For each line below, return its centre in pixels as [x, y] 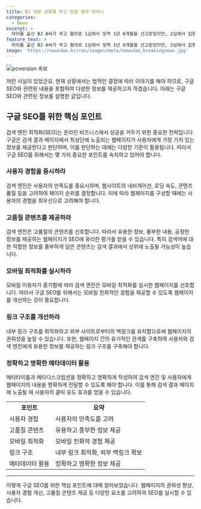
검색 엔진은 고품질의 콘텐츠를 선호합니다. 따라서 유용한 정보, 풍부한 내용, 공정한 [98, 232]
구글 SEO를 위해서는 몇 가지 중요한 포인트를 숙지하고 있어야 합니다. [84, 154]
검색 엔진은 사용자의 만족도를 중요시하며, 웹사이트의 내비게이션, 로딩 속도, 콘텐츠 [100, 185]
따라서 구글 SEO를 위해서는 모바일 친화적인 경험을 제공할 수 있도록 [96, 293]
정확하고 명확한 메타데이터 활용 [48, 363]
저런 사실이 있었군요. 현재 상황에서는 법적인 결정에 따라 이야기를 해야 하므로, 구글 [100, 81]
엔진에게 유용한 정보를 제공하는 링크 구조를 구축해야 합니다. [81, 346]
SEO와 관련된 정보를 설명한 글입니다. [49, 96]
